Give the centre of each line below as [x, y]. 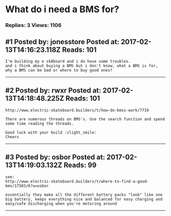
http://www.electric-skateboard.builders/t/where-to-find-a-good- [77, 181]
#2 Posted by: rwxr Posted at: [53, 91]
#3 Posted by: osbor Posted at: [55, 157]
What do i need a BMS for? [62, 9]
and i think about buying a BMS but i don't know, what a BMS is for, [82, 66]
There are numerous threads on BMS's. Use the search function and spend [85, 119]
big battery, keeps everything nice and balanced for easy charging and [84, 199]
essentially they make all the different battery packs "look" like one [84, 195]
